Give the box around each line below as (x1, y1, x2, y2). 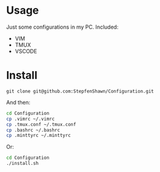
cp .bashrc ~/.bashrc (6, 127, 61, 133)
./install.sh (6, 161, 39, 167)
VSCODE (14, 47, 37, 54)
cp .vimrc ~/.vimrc (6, 116, 55, 122)
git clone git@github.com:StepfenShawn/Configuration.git (6, 88, 154, 94)
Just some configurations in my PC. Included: (6, 23, 119, 30)
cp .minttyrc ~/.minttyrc (6, 133, 71, 139)
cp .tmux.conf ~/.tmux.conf (6, 121, 77, 127)
